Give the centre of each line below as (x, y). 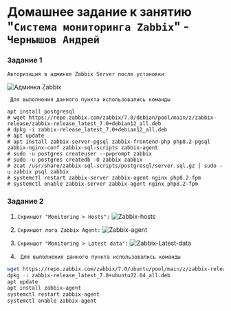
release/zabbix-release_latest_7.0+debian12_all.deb (84, 124)
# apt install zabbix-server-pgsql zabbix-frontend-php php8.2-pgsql (109, 142)
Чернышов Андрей (53, 40)
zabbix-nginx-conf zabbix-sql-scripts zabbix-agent (82, 148)
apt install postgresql (41, 112)
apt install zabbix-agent (44, 288)
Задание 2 (25, 202)
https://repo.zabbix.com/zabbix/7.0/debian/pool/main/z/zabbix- (122, 118)
